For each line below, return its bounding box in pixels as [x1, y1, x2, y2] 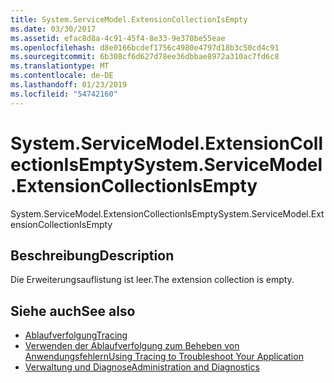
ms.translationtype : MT [10, 61, 110, 71]
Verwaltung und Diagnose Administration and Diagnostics [24, 361, 260, 373]
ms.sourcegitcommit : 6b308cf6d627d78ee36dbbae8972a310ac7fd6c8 [10, 52, 280, 62]
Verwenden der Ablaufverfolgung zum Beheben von [24, 340, 240, 352]
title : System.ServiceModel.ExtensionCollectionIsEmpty [10, 14, 248, 25]
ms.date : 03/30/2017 [10, 24, 97, 34]
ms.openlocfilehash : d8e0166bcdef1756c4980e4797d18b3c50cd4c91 [10, 42, 280, 53]
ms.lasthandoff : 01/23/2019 [10, 80, 128, 90]
